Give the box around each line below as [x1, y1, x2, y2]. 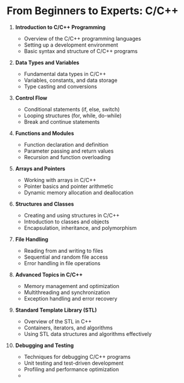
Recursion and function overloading [24, 153, 111, 160]
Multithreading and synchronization [24, 289, 111, 296]
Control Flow [15, 94, 48, 101]
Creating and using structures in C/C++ [24, 212, 120, 219]
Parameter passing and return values [24, 147, 114, 154]
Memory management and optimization [24, 282, 120, 289]
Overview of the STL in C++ [24, 318, 92, 325]
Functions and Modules [15, 130, 74, 137]
